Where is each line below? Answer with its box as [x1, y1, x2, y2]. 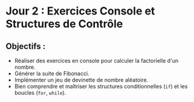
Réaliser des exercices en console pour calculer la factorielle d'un [14, 57, 179, 64]
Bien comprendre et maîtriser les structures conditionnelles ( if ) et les [14, 83, 188, 90]
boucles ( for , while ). [14, 89, 66, 96]
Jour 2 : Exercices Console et [5, 4, 155, 18]
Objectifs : [5, 41, 46, 51]
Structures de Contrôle [5, 17, 123, 31]
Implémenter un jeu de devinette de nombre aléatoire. [14, 77, 149, 83]
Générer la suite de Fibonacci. [14, 70, 89, 77]
